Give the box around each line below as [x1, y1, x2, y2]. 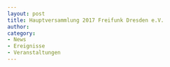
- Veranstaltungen [7, 50, 61, 57]
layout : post [7, 10, 45, 17]
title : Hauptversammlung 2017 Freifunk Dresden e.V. [7, 17, 164, 24]
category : [7, 29, 36, 37]
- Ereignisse [7, 43, 45, 50]
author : [7, 23, 30, 30]
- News [7, 36, 27, 43]
